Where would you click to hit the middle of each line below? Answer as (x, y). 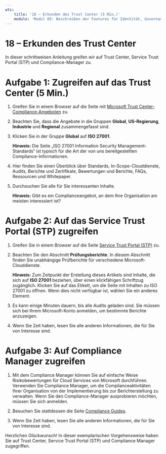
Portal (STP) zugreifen (52, 231)
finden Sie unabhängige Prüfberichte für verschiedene (68, 260)
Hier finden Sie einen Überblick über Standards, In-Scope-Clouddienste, (86, 166)
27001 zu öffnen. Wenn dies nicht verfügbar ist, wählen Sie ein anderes (85, 291)
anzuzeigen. (25, 316)
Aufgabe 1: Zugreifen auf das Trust (78, 82)
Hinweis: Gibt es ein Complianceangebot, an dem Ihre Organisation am (85, 196)
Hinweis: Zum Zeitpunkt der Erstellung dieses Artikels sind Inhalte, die (84, 275)
